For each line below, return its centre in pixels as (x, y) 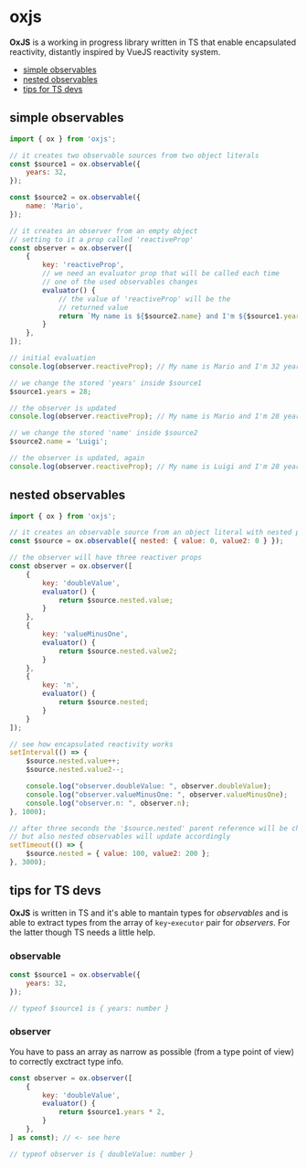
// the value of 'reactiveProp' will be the (144, 299)
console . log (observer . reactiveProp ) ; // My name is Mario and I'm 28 (145, 417)
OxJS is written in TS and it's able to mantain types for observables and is (149, 913)
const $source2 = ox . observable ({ (75, 198)
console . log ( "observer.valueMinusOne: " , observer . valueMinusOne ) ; (157, 794)
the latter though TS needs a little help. (83, 932)
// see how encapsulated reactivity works (91, 744)
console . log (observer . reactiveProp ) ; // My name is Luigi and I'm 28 (145, 466)
